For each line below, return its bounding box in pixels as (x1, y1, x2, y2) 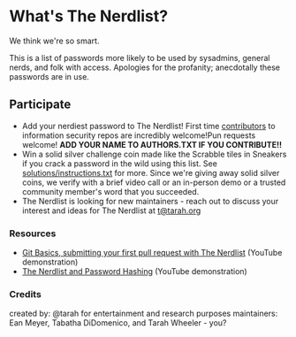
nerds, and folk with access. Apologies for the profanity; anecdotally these (9, 62, 281, 73)
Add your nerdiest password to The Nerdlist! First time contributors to (21, 120, 276, 131)
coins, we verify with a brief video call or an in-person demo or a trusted (21, 177, 286, 188)
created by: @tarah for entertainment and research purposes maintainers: (9, 308, 278, 319)
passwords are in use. (9, 71, 90, 81)
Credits (9, 287, 42, 300)
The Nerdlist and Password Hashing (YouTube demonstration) (21, 266, 247, 277)
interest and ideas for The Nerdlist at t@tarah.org (21, 205, 201, 216)
